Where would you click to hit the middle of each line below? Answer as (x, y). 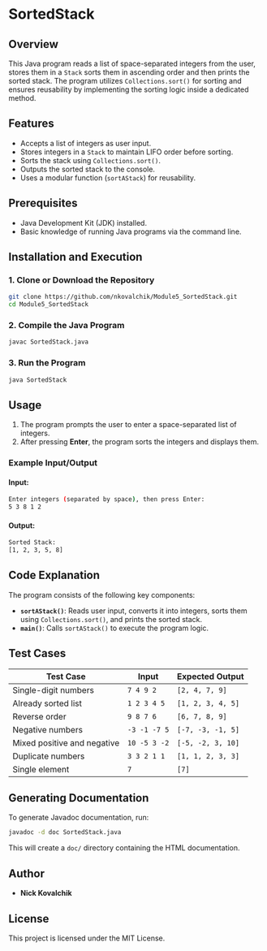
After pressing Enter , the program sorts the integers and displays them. (140, 442)
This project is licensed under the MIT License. (87, 938)
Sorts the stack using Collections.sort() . (90, 160)
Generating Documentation (79, 798)
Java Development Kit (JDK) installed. (84, 223)
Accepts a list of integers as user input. (86, 143)
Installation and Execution (75, 257)
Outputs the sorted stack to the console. (88, 169)
